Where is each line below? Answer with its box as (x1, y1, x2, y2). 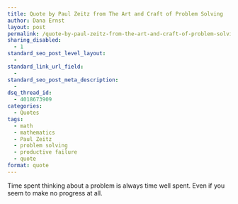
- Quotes (13, 109, 40, 116)
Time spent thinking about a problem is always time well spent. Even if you (7, 181, 225, 190)
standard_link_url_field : (7, 63, 84, 70)
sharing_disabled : (7, 37, 62, 44)
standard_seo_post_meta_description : (7, 76, 119, 84)
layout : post (7, 23, 46, 30)
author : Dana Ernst (7, 17, 65, 24)
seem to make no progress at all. (7, 188, 103, 197)
